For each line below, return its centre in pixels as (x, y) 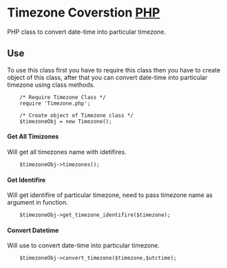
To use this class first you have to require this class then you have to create (114, 70)
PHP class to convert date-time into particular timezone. (87, 32)
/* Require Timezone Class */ (63, 97)
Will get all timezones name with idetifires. (67, 152)
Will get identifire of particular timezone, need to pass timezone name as (110, 195)
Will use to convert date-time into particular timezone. (84, 245)
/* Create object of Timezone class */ (77, 115)
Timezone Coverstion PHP (84, 13)
